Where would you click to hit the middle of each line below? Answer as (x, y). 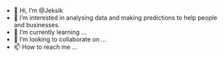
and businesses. (37, 25)
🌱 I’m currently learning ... (50, 32)
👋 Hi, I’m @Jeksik (38, 11)
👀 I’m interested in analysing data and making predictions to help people (115, 18)
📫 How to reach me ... (45, 47)
